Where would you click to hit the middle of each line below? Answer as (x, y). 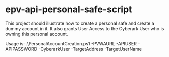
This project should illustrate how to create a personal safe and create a (80, 23)
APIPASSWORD (21, 49)
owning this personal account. (37, 34)
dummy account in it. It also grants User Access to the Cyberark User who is (85, 28)
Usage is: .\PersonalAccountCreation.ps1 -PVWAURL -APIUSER (71, 43)
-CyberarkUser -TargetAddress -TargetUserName (90, 49)
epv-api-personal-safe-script (69, 9)
